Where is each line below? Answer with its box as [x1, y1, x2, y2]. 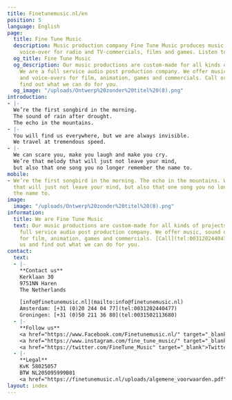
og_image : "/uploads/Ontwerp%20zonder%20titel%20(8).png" [13, 87, 184, 94]
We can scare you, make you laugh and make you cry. [13, 151, 168, 159]
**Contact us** [19, 267, 64, 274]
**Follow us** [19, 324, 60, 332]
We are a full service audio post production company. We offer [19, 68, 209, 75]
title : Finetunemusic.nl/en [7, 10, 88, 17]
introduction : [7, 94, 48, 101]
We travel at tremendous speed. [13, 139, 107, 146]
